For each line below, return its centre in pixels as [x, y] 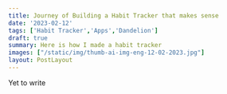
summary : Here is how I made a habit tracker [85, 45]
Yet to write [27, 82]
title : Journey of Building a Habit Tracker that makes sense [113, 16]
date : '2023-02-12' [41, 23]
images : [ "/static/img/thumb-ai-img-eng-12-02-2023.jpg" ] [106, 53]
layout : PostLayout [41, 61]
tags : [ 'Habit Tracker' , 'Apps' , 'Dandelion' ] [83, 30]
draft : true [28, 38]
